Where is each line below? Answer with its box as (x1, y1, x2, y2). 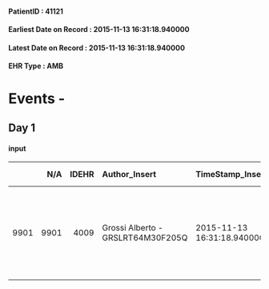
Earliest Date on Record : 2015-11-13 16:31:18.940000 (8, 25, 190, 34)
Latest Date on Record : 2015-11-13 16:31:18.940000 (8, 42, 186, 52)
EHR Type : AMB (8, 61, 64, 71)
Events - (8, 89, 66, 107)
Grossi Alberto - (102, 223, 164, 234)
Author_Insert (102, 169, 157, 180)
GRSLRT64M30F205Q (102, 232, 188, 243)
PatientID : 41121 (8, 6, 64, 16)
